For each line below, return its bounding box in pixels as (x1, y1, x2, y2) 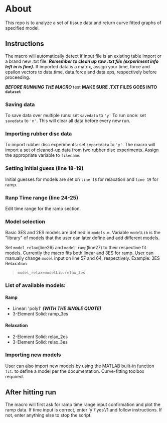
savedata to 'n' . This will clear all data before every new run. (5, 118, 130, 124)
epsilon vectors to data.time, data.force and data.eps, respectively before (5, 69, 157, 75)
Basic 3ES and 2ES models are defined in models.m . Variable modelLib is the (5, 230, 160, 236)
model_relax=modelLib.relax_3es (17, 270, 85, 275)
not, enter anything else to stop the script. (5, 412, 92, 418)
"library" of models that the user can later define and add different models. (5, 235, 159, 241)
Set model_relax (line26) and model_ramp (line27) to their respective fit (5, 245, 146, 251)
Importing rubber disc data (5, 130, 72, 137)
